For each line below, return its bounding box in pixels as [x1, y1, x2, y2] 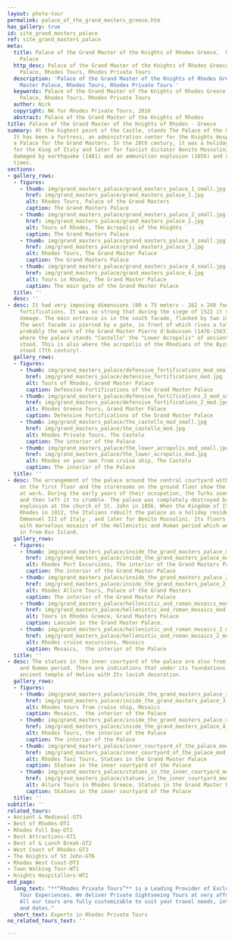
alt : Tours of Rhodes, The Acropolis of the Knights [25, 224, 182, 231]
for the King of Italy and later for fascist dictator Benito [13, 146, 198, 153]
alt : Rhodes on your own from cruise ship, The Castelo [25, 457, 192, 464]
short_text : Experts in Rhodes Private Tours [13, 911, 148, 918]
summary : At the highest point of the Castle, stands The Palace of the [7, 127, 223, 134]
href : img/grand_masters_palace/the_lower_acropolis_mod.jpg [25, 451, 208, 458]
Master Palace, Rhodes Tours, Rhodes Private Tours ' [19, 82, 179, 89]
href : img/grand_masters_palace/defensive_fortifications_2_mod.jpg [25, 399, 229, 406]
